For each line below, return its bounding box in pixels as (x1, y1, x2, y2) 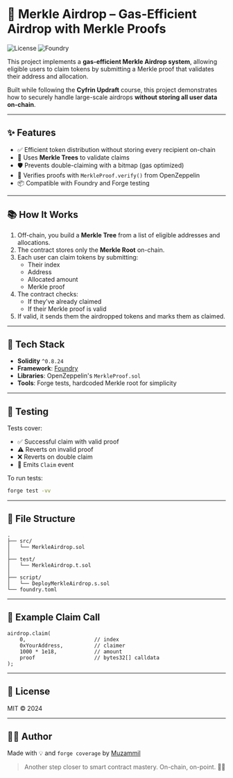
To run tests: (7, 474, 43, 482)
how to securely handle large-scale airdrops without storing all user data (7, 93, 218, 101)
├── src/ (7, 537, 33, 544)
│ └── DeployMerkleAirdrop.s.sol (7, 580, 110, 587)
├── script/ (7, 574, 42, 581)
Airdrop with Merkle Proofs (7, 21, 166, 37)
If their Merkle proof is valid (27, 305, 107, 313)
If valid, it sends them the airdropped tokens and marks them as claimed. (17, 312, 225, 320)
